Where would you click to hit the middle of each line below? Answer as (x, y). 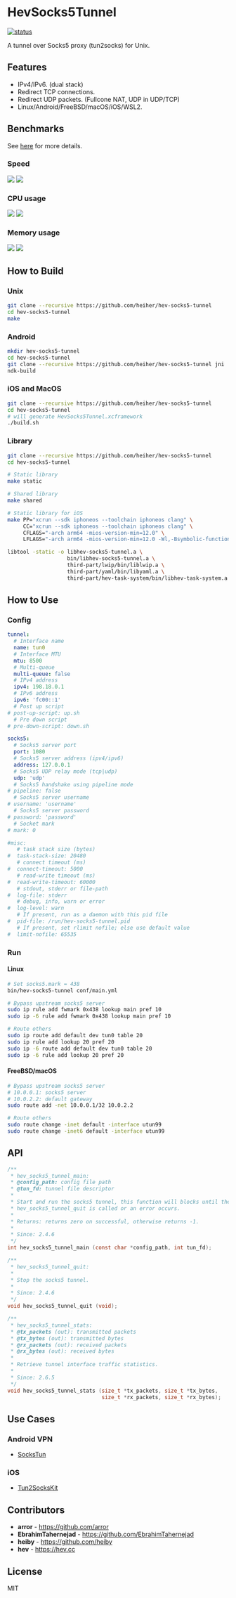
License (25, 1571)
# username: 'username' (42, 804)
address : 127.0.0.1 (42, 765)
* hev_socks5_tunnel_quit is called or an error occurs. (95, 1208)
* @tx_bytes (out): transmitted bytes (67, 1338)
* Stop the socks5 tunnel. (50, 1280)
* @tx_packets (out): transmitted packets (73, 1332)
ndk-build (22, 371)
